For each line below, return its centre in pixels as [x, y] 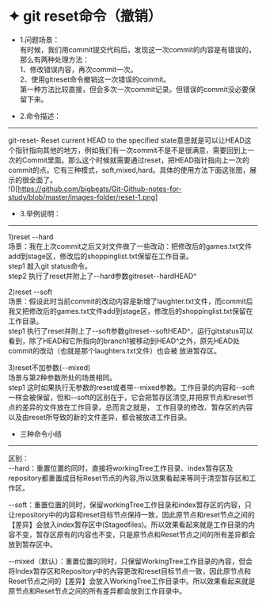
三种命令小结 [40, 433]
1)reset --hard [31, 237]
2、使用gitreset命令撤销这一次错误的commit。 [95, 79]
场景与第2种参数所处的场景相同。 [63, 377]
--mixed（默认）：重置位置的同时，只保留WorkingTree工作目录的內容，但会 [131, 561]
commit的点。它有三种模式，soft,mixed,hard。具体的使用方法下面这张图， [129, 170]
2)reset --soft [30, 292]
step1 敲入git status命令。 [50, 265]
